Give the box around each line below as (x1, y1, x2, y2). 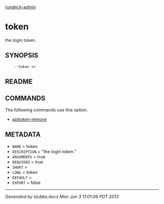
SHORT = (12, 164, 28, 170)
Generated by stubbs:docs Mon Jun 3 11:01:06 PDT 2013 (5, 193, 119, 199)
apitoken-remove (12, 116, 47, 122)
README (5, 77, 33, 86)
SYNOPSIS (5, 51, 39, 60)
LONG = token (12, 169, 38, 175)
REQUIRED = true (12, 159, 43, 165)
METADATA (5, 130, 41, 139)
